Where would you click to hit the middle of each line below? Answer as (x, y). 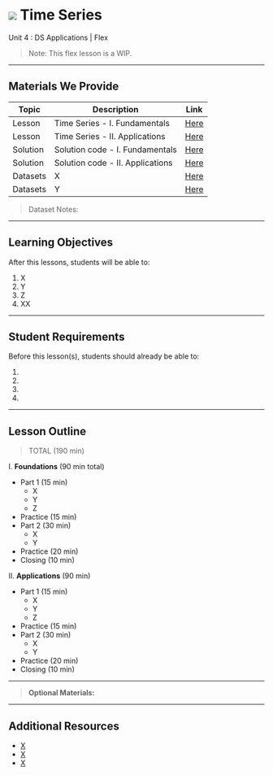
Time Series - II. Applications (110, 136)
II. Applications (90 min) (50, 576)
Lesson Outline (48, 431)
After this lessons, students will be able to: (79, 262)
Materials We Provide (64, 87)
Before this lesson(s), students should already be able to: (104, 356)
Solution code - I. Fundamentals (115, 150)
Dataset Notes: (53, 209)
